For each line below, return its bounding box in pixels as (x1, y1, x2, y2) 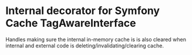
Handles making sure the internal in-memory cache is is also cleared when (5, 36, 186, 43)
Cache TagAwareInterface (5, 16, 136, 30)
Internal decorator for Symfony (5, 4, 160, 18)
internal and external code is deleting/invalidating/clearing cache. (5, 42, 164, 49)
